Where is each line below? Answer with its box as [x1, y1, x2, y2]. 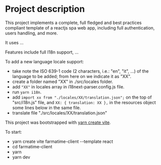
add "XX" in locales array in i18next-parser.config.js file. [12, 83, 125, 89]
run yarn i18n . [12, 89, 42, 95]
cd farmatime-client [12, 143, 53, 149]
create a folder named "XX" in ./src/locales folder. [12, 79, 113, 84]
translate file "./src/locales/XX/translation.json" [12, 110, 107, 116]
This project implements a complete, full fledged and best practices [5, 20, 142, 26]
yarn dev [12, 154, 30, 160]
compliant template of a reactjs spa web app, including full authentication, [5, 25, 155, 30]
